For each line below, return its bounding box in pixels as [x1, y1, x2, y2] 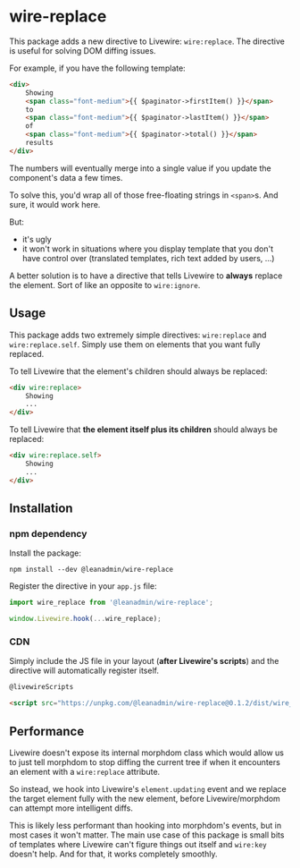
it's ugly [21, 234, 52, 244]
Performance [9, 723, 85, 739]
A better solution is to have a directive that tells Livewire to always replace [9, 270, 283, 281]
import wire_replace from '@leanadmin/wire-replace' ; [9, 598, 214, 608]
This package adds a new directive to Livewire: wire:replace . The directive [9, 36, 286, 47]
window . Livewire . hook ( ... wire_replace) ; [9, 615, 162, 624]
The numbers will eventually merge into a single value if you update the [9, 163, 271, 174]
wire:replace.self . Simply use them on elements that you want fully [9, 338, 261, 350]
